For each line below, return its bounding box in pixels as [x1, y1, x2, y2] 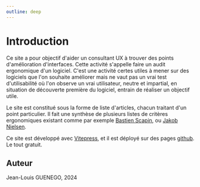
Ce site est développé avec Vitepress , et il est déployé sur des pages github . [6, 134, 195, 142]
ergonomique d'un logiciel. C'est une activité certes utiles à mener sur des [6, 67, 189, 74]
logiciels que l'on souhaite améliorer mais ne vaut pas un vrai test [6, 73, 167, 81]
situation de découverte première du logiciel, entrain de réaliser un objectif [6, 86, 190, 93]
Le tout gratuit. [6, 141, 43, 148]
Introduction [6, 34, 69, 48]
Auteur [6, 158, 33, 168]
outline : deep [6, 8, 42, 15]
